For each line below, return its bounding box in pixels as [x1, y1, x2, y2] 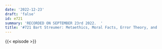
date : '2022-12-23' [5, 7, 45, 12]
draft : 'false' [5, 12, 36, 16]
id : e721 [5, 16, 23, 21]
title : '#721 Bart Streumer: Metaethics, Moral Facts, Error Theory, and [5, 25, 158, 30]
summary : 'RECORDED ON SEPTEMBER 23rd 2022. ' [5, 20, 103, 26]
